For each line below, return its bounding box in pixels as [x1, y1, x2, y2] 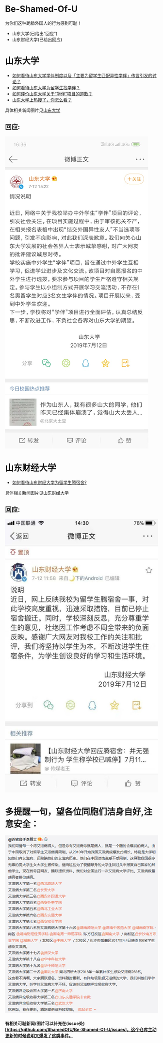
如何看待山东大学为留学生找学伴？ [12, 84, 81, 91]
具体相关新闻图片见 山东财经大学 [5, 490, 69, 496]
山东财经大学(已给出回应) [12, 37, 63, 42]
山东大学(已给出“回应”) [12, 30, 58, 36]
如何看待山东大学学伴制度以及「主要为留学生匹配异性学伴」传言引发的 [12, 72, 153, 78]
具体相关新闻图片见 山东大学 [5, 107, 61, 113]
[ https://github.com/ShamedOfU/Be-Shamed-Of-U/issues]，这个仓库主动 [5, 1026, 157, 1032]
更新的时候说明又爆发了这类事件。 [5, 1032, 73, 1039]
